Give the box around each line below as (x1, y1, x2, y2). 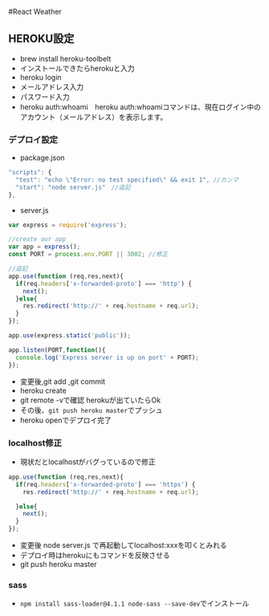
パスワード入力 (19, 92, 70, 101)
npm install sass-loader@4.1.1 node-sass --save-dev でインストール (19, 598, 250, 609)
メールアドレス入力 (19, 82, 84, 92)
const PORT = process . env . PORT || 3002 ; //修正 (8, 251, 169, 259)
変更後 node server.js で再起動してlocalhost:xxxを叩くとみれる (19, 541, 227, 550)
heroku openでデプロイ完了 (19, 415, 112, 425)
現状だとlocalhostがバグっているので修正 (19, 457, 156, 467)
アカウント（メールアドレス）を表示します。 (19, 112, 168, 121)
